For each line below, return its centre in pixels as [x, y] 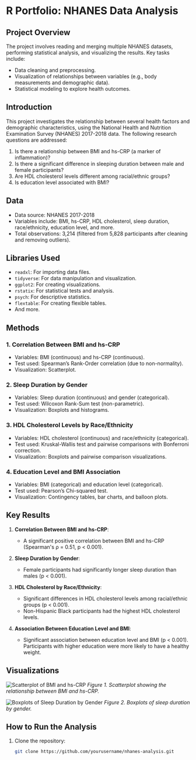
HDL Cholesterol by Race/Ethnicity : [58, 587]
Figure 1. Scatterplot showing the [127, 685]
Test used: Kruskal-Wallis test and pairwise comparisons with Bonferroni [101, 444]
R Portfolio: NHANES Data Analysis [92, 11]
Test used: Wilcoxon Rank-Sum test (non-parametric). [79, 404]
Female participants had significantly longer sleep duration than [100, 569]
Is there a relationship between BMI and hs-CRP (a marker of [87, 151]
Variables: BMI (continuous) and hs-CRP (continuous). [79, 357]
